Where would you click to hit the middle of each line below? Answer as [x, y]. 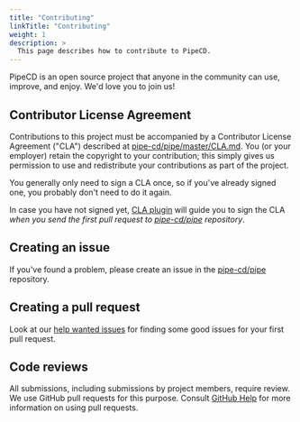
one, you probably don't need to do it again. [91, 192]
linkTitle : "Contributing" [60, 26]
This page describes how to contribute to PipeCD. [114, 51]
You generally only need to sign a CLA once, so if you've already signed [143, 182]
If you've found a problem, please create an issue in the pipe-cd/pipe [138, 269]
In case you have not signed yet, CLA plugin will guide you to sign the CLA [147, 209]
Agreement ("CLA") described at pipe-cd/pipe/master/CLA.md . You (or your [150, 146]
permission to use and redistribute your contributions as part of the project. [149, 165]
